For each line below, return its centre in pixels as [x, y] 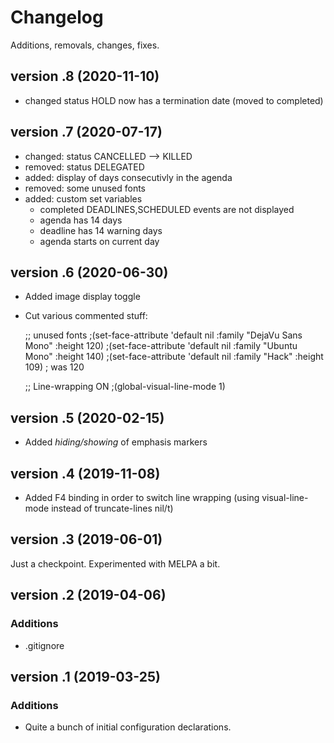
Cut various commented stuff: [86, 316]
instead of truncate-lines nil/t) [112, 508]
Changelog [57, 17]
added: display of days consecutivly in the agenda [128, 177]
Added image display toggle [82, 297]
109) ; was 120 [54, 367]
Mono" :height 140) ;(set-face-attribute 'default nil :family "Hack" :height [174, 357]
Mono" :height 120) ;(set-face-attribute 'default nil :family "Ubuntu [161, 346]
